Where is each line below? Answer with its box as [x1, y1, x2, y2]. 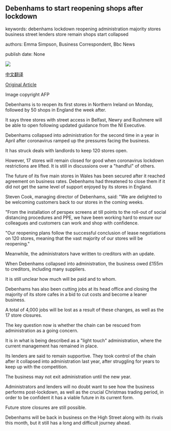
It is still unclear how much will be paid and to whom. [5, 276, 116, 282]
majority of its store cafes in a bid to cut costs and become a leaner [5, 291, 147, 297]
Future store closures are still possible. [5, 404, 87, 411]
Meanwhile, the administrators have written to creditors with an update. [5, 251, 156, 257]
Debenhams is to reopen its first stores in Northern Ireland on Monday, [5, 101, 154, 107]
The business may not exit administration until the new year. [5, 374, 132, 380]
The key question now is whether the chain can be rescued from [5, 322, 141, 328]
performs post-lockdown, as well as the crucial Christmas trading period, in [5, 389, 164, 395]
